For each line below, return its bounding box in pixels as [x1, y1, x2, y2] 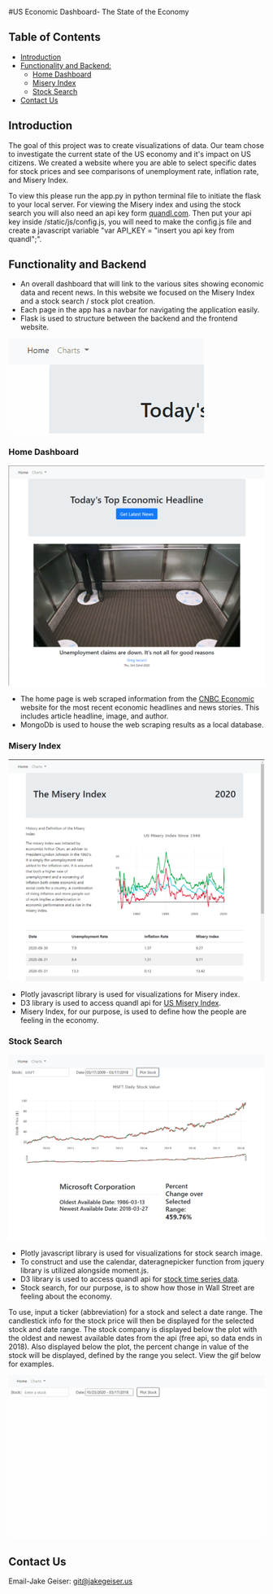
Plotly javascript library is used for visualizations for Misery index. [19, 989, 240, 999]
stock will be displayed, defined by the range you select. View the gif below [8, 1351, 262, 1360]
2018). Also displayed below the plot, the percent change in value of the [8, 1342, 249, 1352]
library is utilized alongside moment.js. [19, 1265, 149, 1276]
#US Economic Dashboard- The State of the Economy [8, 7, 189, 16]
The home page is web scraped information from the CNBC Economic [19, 694, 254, 704]
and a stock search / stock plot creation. [19, 296, 156, 306]
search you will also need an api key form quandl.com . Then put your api [8, 207, 252, 218]
